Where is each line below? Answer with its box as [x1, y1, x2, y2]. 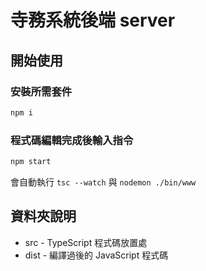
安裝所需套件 [10, 84, 73, 98]
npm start [10, 157, 52, 167]
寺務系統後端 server [10, 9, 176, 32]
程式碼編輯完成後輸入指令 [10, 133, 134, 147]
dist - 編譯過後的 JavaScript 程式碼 [24, 249, 169, 261]
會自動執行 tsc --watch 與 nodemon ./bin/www [10, 176, 197, 188]
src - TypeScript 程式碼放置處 [24, 236, 148, 248]
